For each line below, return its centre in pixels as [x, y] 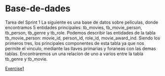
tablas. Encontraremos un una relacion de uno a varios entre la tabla [74, 54]
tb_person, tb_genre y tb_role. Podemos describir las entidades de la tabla [81, 33]
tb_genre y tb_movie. [26, 59]
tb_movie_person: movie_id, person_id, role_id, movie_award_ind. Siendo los [82, 38]
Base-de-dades [38, 9]
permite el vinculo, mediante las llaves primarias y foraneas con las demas [81, 48]
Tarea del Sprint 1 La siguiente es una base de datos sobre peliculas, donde [82, 22]
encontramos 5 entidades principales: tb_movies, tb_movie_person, [74, 27]
